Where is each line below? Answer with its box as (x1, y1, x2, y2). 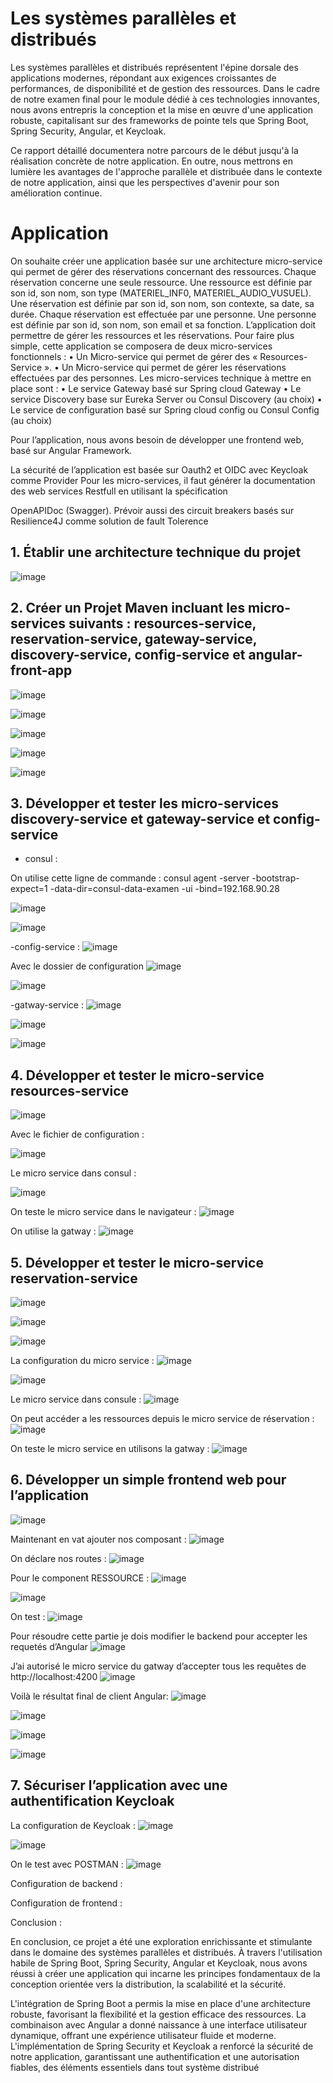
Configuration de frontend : (10, 1897, 123, 1909)
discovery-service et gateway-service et (10, 810, 271, 827)
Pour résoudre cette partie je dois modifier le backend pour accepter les (10, 1630, 308, 1642)
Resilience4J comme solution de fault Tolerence (10, 515, 209, 527)
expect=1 (10, 883, 48, 895)
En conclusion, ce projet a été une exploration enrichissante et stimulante (10, 1935, 313, 1947)
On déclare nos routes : (10, 1552, 107, 1564)
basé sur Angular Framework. (10, 444, 133, 456)
